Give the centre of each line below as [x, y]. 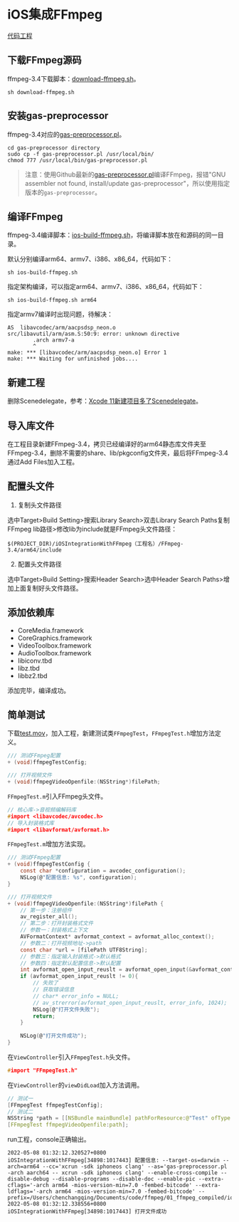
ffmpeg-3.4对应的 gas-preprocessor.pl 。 [67, 134]
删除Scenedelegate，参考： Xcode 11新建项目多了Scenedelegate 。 [105, 401]
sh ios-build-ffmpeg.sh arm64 [52, 300]
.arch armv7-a [54, 340]
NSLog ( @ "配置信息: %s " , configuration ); [79, 878]
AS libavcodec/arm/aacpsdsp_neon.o [62, 328]
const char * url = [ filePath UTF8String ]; [84, 950]
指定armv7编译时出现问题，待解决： [60, 315]
